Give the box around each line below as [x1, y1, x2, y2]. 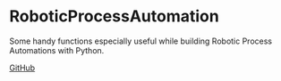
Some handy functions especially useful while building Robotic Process [9, 36, 273, 46]
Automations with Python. [9, 45, 105, 55]
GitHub [9, 62, 36, 73]
